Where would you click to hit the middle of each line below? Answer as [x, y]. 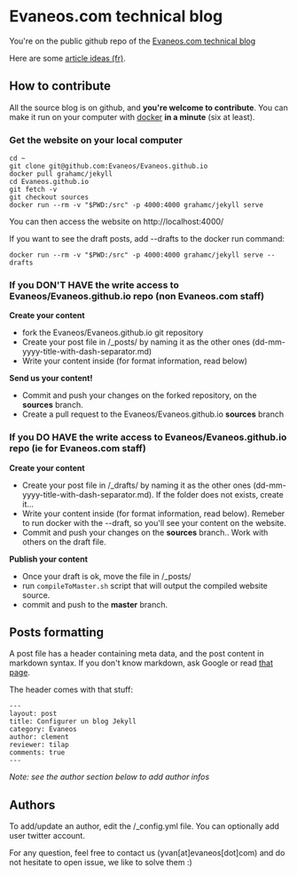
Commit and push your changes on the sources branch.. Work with [145, 532]
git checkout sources [49, 197]
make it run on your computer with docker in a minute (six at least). [132, 116]
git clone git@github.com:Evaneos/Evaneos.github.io [109, 166]
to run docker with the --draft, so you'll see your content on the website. [154, 522]
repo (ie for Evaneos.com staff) [78, 449]
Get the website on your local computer [96, 139]
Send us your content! [51, 378]
